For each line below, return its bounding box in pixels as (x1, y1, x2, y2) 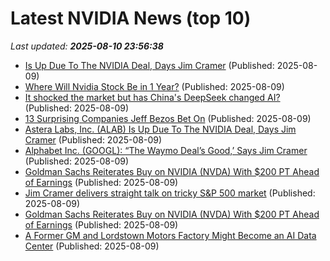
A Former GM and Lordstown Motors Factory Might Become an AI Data (24, 229, 317, 241)
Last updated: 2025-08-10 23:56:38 (10, 40, 164, 52)
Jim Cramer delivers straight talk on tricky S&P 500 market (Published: (24, 187, 316, 199)
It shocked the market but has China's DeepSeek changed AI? (24, 91, 281, 103)
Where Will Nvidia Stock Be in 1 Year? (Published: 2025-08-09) (24, 80, 285, 92)
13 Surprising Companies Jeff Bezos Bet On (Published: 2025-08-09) (24, 112, 312, 124)
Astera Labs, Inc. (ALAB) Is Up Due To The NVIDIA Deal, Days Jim (24, 123, 297, 135)
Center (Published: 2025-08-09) (24, 240, 160, 252)
